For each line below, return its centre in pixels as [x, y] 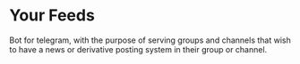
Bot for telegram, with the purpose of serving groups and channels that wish [150, 40]
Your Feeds [52, 16]
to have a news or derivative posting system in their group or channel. [138, 49]
